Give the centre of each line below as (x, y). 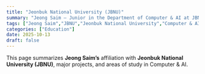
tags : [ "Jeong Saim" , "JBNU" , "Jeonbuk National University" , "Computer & (99, 23)
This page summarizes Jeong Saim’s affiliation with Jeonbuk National (95, 58)
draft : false (23, 40)
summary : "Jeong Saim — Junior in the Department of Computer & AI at (98, 18)
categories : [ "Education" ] (41, 29)
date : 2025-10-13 (28, 35)
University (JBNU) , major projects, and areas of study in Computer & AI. (97, 64)
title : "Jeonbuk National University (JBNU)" (65, 12)
